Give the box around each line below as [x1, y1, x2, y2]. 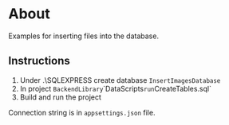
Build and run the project [19, 92, 102, 102]
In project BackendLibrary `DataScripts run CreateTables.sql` [19, 84, 211, 93]
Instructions [8, 54, 70, 68]
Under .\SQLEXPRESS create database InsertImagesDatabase [19, 75, 221, 84]
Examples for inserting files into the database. [8, 31, 160, 41]
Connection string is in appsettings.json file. [8, 107, 156, 117]
